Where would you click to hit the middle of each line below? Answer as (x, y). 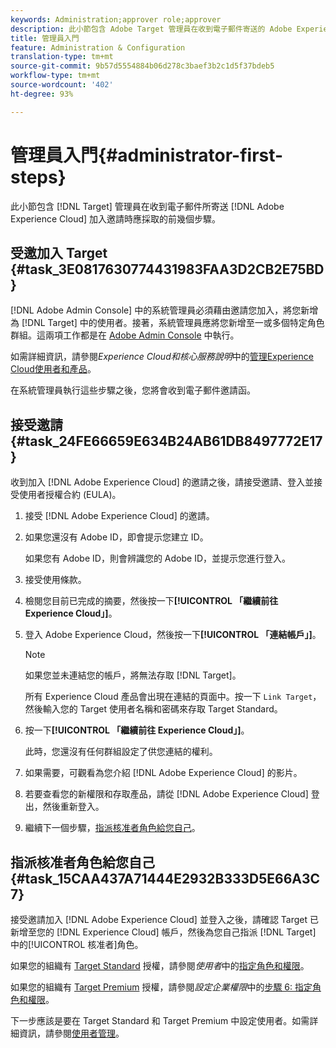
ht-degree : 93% (42, 94)
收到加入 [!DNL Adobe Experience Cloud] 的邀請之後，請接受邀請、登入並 (162, 482)
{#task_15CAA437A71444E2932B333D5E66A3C (165, 878)
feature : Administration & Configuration (98, 47)
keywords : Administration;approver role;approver (116, 19)
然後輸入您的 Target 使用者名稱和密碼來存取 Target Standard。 (153, 709)
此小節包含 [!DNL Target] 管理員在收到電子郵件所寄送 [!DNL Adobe (147, 206)
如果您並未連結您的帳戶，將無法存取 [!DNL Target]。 (133, 675)
